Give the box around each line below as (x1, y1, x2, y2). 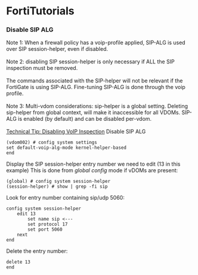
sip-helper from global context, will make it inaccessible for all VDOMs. (6, 109, 181, 116)
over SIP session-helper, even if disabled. (6, 45, 109, 53)
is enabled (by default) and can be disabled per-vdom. (17, 115, 152, 123)
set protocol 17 (27, 221, 68, 228)
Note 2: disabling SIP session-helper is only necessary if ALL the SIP (6, 58, 175, 65)
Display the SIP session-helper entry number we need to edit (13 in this (6, 160, 181, 168)
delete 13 (6, 259, 31, 265)
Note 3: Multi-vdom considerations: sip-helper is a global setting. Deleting (6, 103, 188, 110)
